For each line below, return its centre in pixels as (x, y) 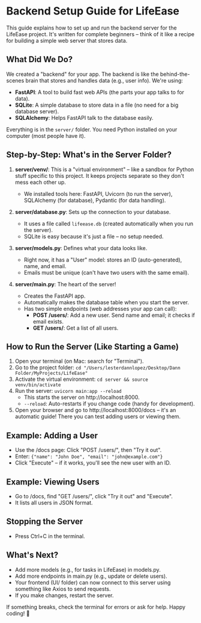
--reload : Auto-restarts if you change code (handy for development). (109, 404)
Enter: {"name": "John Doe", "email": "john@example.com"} (89, 457)
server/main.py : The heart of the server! (65, 284)
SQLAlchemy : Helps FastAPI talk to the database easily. (84, 117)
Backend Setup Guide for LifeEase (93, 11)
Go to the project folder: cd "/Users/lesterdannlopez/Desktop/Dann (98, 368)
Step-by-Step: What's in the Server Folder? (89, 155)
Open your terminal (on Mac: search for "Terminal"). (79, 361)
